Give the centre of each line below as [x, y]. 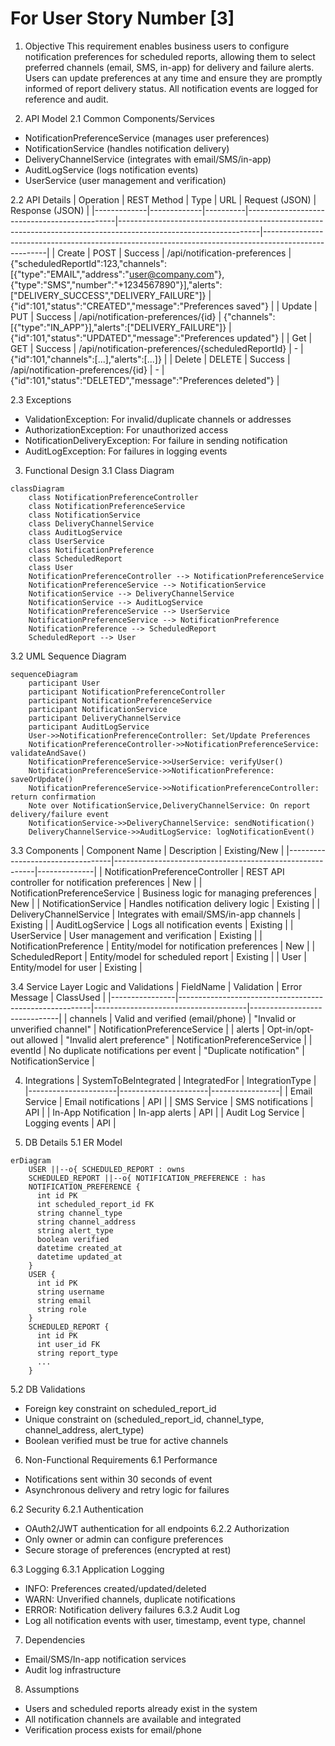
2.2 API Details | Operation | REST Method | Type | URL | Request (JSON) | [163, 199]
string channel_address [86, 1222]
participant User [64, 683]
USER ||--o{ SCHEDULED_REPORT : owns [107, 1169]
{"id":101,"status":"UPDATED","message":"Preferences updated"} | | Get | [161, 338]
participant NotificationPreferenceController [127, 692]
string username [70, 1292]
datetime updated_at [79, 1257]
